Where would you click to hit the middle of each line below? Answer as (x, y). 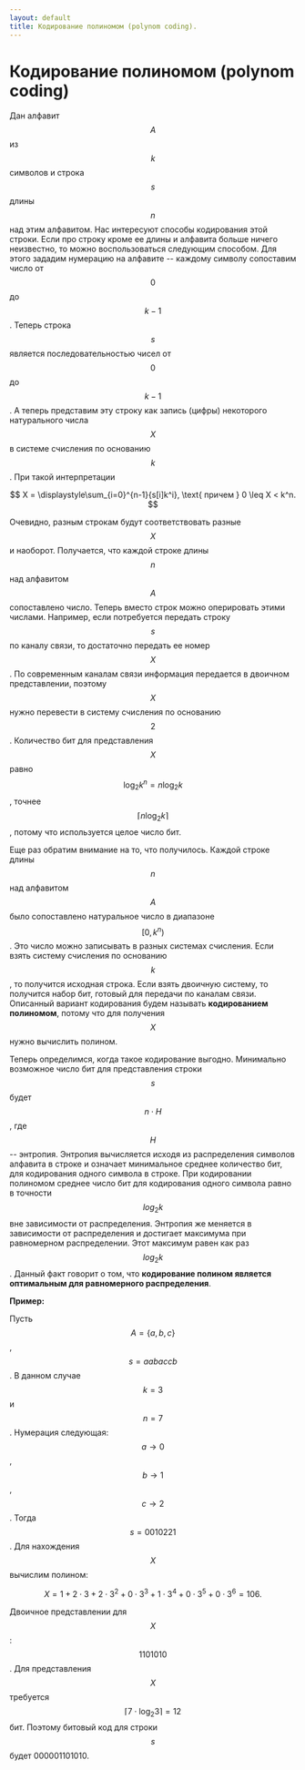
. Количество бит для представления (81, 741)
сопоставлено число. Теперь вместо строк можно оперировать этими (147, 607)
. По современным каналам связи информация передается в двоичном (149, 674)
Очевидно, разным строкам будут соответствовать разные (125, 522)
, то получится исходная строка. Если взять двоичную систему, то (139, 984)
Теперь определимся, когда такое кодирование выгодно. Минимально (148, 1059)
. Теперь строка (40, 325)
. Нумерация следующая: (59, 1432)
